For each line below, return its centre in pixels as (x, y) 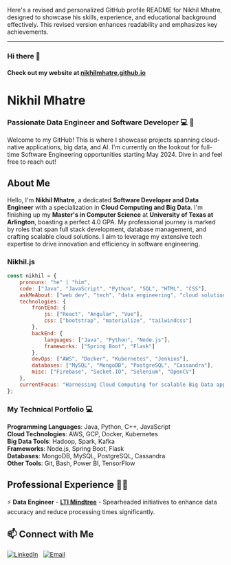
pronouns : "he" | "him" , (55, 282)
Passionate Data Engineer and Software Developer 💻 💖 (101, 122)
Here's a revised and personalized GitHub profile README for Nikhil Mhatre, (115, 10)
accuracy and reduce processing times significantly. (81, 511)
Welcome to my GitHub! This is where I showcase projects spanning (103, 140)
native (16, 147)
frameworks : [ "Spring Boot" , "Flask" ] (99, 346)
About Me (29, 183)
